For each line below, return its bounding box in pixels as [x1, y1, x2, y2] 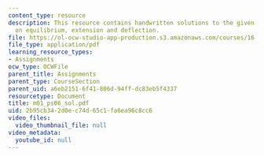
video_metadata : [8, 128, 61, 136]
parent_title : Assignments [8, 70, 97, 78]
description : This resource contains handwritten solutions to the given [8, 19, 255, 27]
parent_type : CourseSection [8, 77, 101, 85]
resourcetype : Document [8, 92, 86, 100]
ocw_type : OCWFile [8, 63, 68, 71]
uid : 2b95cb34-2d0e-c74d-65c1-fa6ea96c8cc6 [8, 107, 153, 115]
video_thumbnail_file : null [15, 121, 108, 129]
